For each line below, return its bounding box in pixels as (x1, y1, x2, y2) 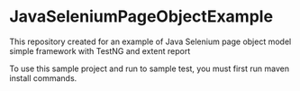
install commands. (9, 72, 77, 83)
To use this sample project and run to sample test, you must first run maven (9, 63, 290, 74)
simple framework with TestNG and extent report (9, 45, 191, 56)
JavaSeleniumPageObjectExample (9, 6, 273, 27)
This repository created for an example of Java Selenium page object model (9, 36, 292, 47)
